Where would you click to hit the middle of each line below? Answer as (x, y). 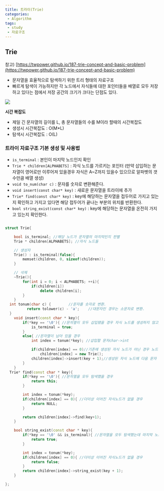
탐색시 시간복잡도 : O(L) (35, 134)
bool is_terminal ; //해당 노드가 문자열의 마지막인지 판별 (67, 237)
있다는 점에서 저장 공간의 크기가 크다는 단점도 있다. (70, 92)
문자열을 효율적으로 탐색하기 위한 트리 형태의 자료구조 (63, 80)
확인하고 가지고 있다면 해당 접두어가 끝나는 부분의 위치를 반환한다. (80, 203)
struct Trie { (18, 228)
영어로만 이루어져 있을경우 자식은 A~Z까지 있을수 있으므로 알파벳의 (89, 172)
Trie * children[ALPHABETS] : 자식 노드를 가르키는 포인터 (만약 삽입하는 (82, 166)
